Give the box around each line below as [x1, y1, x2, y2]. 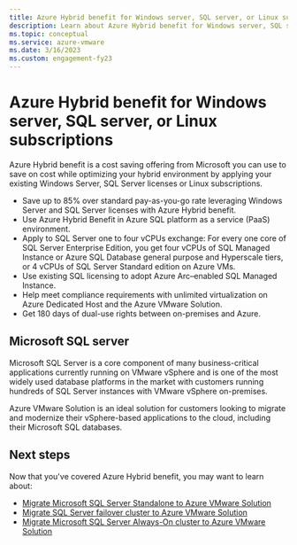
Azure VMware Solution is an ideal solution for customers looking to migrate [9, 402, 286, 413]
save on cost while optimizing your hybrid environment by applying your [9, 168, 272, 179]
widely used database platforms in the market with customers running [9, 376, 264, 386]
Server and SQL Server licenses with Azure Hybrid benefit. [21, 205, 237, 215]
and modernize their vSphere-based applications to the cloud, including [9, 412, 271, 423]
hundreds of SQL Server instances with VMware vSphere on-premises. [9, 385, 268, 396]
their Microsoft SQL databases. [9, 422, 123, 432]
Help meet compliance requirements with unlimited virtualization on [21, 289, 268, 300]
